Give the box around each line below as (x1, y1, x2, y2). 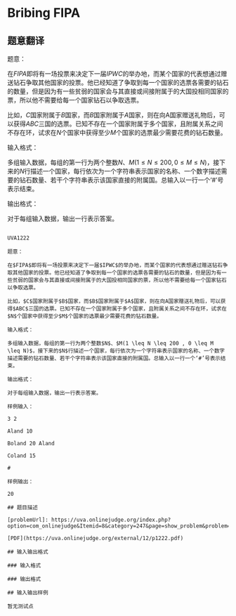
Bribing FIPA (7, 5, 81, 21)
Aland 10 (7, 428, 33, 435)
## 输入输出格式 (7, 549, 48, 556)
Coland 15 (7, 452, 37, 459)
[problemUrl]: (7, 516, 49, 523)
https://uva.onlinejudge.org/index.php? (51, 516, 171, 523)
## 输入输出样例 (7, 589, 48, 596)
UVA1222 (7, 235, 30, 242)
